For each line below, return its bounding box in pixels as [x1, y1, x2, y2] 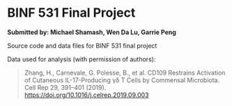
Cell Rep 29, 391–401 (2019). [24, 83, 107, 91]
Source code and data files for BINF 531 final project [7, 41, 157, 50]
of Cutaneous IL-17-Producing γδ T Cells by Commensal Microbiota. [24, 75, 220, 84]
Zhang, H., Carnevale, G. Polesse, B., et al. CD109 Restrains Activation [24, 68, 226, 77]
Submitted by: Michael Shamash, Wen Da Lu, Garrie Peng [7, 28, 176, 36]
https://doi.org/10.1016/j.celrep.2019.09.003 [24, 91, 149, 99]
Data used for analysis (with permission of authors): [7, 54, 156, 63]
